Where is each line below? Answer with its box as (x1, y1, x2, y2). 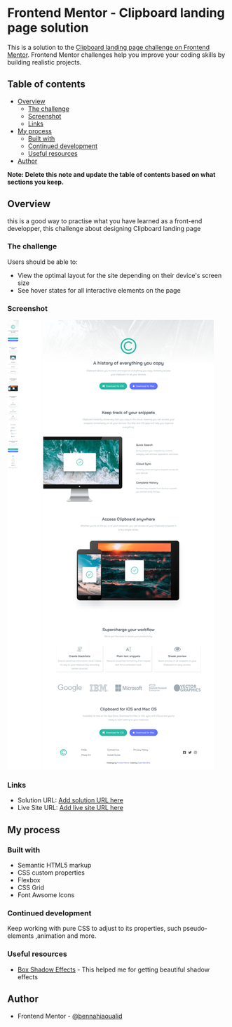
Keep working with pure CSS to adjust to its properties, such (7, 925, 182, 933)
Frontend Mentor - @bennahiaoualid (17, 1012, 123, 1020)
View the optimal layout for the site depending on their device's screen (17, 271, 222, 279)
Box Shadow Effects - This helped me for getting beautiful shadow (17, 965, 210, 974)
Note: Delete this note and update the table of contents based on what (7, 170, 216, 178)
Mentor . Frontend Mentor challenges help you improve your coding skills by (7, 51, 226, 59)
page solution (7, 20, 89, 36)
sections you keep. (7, 178, 64, 186)
